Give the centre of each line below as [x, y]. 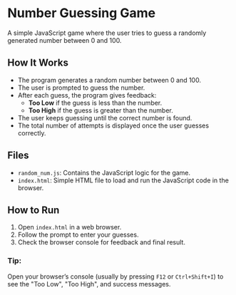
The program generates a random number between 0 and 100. [109, 80]
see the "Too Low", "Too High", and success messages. [89, 284]
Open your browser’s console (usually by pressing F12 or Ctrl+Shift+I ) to [116, 276]
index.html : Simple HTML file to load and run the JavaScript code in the [123, 180]
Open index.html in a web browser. [70, 227]
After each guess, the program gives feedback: [87, 95]
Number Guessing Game [82, 13]
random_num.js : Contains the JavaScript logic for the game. [104, 172]
